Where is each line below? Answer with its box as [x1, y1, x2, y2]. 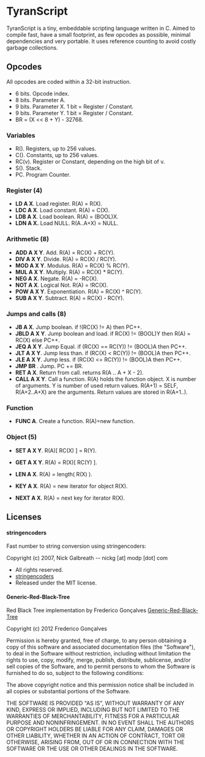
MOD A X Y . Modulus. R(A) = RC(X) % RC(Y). [15, 262, 130, 269]
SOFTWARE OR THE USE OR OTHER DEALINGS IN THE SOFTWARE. [6, 745, 178, 753]
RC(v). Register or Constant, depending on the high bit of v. [15, 158, 165, 166]
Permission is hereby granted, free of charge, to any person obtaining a [6, 637, 187, 644]
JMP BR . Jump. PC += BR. [15, 362, 84, 369]
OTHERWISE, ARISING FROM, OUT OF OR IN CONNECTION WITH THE [6, 739, 185, 746]
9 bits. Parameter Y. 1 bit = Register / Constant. [15, 109, 133, 117]
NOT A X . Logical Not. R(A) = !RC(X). [15, 281, 108, 289]
